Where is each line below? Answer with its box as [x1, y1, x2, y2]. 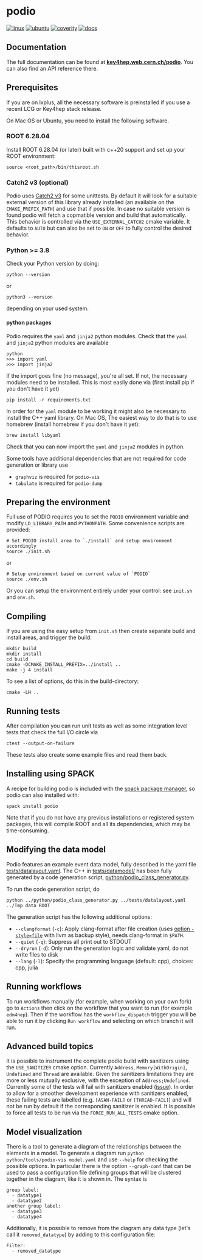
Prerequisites [6, 82, 58, 93]
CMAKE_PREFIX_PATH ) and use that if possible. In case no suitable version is [6, 205, 190, 213]
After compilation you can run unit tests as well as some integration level [6, 722, 188, 729]
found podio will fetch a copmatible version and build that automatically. [6, 211, 187, 219]
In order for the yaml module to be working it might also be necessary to [6, 407, 187, 415]
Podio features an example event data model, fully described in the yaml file [6, 860, 196, 868]
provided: [6, 526, 30, 534]
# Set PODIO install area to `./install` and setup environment [6, 538, 173, 544]
